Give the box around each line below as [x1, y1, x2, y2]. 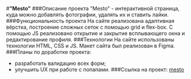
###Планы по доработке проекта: [6, 49, 92, 55]
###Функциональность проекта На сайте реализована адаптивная [6, 18, 175, 24]
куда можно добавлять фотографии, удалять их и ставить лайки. [6, 11, 169, 18]
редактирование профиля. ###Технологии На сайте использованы [6, 36, 175, 43]
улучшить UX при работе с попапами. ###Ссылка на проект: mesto [14, 66, 185, 73]
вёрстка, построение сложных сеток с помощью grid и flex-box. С [6, 23, 173, 30]
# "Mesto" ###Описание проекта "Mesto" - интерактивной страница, [6, 5, 180, 12]
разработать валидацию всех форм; [14, 60, 106, 67]
